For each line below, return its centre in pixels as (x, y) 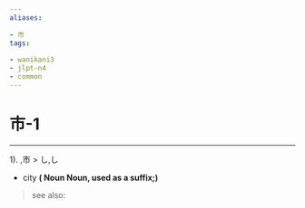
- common (26, 77)
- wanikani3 (32, 60)
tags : (20, 43)
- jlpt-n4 (28, 69)
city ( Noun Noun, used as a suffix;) (90, 177)
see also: (49, 194)
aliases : (26, 18)
